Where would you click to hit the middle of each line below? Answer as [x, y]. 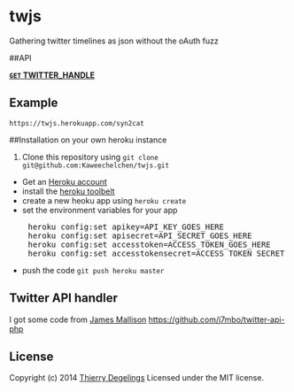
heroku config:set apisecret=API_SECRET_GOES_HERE [140, 235]
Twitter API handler [63, 298]
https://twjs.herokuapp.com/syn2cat [77, 123]
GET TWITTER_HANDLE [52, 75]
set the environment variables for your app [100, 210]
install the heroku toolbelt [68, 191]
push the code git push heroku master [93, 270]
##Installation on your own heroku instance [88, 140]
